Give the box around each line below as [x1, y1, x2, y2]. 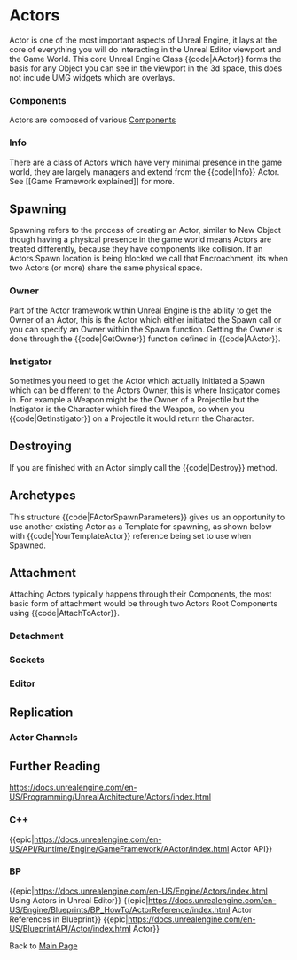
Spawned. [9, 540, 47, 550]
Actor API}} [231, 843, 273, 854]
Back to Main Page [9, 940, 78, 951]
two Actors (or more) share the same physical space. [9, 262, 203, 273]
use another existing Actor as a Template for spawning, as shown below [9, 520, 272, 532]
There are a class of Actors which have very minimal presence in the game [9, 157, 282, 168]
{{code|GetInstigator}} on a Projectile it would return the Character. [9, 413, 254, 424]
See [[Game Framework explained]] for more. [9, 176, 176, 186]
